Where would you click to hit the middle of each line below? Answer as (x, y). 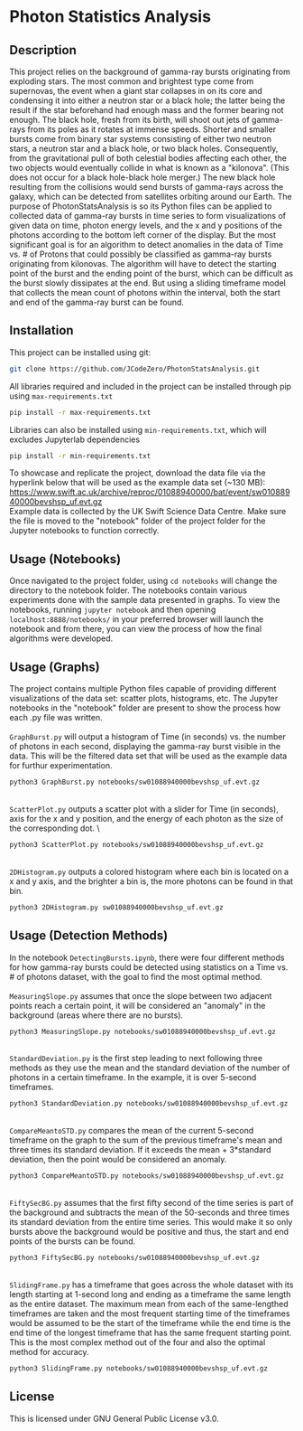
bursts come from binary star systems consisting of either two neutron (141, 139)
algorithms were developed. (61, 638)
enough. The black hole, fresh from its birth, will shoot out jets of (129, 120)
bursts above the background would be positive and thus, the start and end (149, 1232)
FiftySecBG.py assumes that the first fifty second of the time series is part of (151, 1203)
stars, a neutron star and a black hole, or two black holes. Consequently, (144, 148)
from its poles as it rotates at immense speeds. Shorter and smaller (152, 129)
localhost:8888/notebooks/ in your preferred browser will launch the (137, 619)
